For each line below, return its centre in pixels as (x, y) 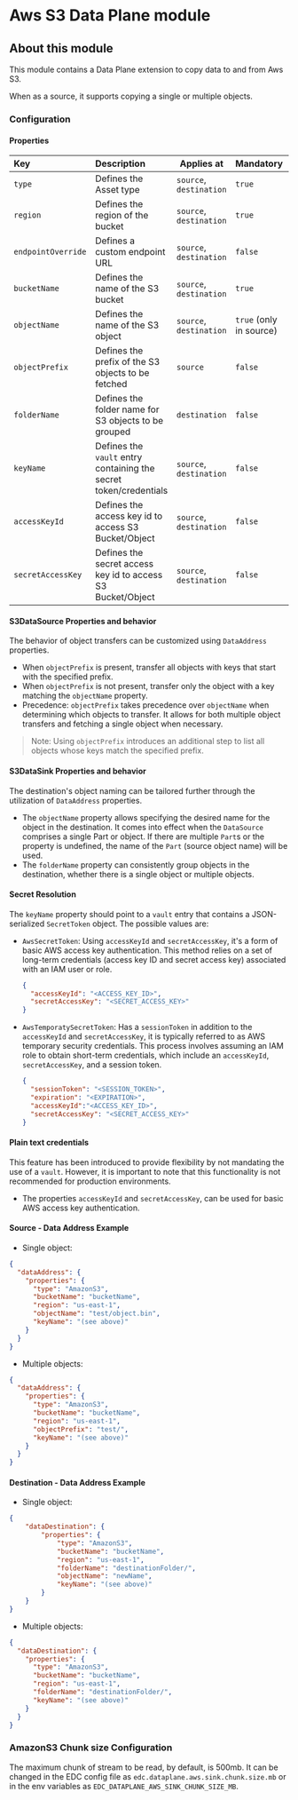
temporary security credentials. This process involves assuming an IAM (153, 1046)
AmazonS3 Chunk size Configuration (91, 1748)
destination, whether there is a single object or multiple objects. (138, 874)
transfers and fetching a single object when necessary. (122, 724)
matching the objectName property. (85, 696)
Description (120, 163)
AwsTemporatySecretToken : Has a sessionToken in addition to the (137, 1027)
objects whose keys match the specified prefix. (117, 750)
